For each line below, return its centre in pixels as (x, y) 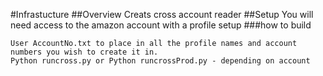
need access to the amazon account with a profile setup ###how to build (161, 25)
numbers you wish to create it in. (84, 52)
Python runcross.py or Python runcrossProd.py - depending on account (160, 61)
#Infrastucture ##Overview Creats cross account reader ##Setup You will (162, 14)
